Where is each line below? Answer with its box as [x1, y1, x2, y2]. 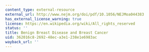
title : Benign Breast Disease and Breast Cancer [5, 30, 108, 35]
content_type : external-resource [5, 7, 75, 12]
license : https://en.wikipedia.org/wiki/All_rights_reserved [5, 21, 135, 26]
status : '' [5, 26, 28, 31]
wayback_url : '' [5, 40, 39, 45]
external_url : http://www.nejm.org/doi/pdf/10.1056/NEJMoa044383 [5, 12, 144, 17]
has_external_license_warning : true [5, 16, 81, 21]
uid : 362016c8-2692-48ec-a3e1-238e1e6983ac [5, 35, 97, 40]
